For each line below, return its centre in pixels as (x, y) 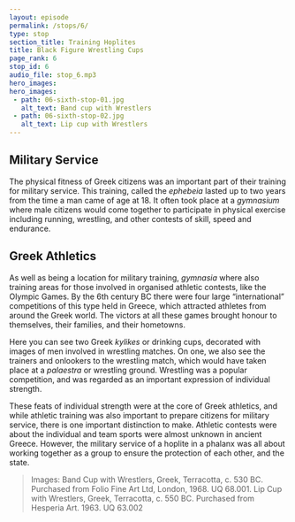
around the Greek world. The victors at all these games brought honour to (143, 315)
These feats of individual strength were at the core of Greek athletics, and (144, 406)
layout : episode (39, 17)
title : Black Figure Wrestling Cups (76, 50)
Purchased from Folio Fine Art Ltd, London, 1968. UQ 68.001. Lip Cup (156, 488)
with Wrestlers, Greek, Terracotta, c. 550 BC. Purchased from (142, 498)
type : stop (29, 34)
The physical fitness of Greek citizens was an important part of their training (148, 181)
